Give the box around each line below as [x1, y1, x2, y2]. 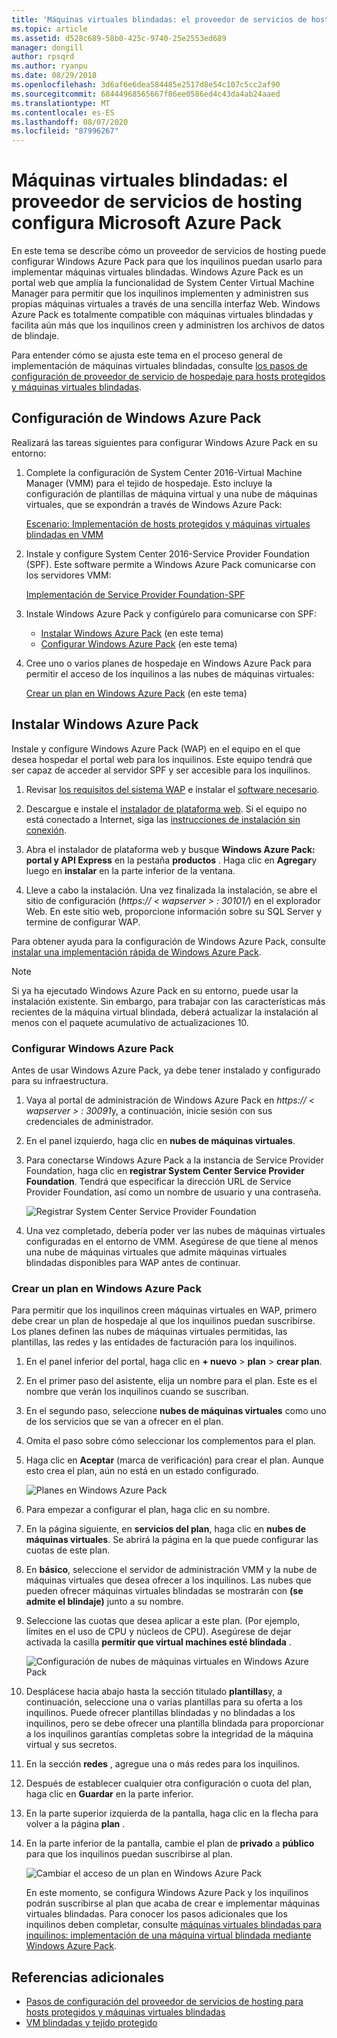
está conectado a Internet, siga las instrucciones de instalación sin [25, 813, 301, 825]
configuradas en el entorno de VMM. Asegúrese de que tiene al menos [25, 1235, 319, 1247]
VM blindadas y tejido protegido [25, 2017, 158, 2029]
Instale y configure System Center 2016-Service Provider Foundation [25, 547, 310, 560]
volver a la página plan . [25, 1818, 126, 1830]
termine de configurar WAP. [25, 916, 141, 928]
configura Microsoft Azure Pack [11, 212, 283, 235]
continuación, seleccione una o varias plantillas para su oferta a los [25, 1696, 303, 1708]
